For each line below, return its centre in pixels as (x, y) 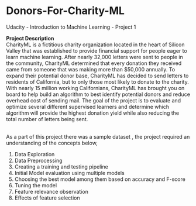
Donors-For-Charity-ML (65, 11)
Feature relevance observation (51, 191)
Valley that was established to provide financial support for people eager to (97, 50)
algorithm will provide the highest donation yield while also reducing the (93, 113)
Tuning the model (36, 185)
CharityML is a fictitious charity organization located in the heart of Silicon (96, 44)
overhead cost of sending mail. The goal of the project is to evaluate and (94, 100)
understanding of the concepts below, (52, 143)
